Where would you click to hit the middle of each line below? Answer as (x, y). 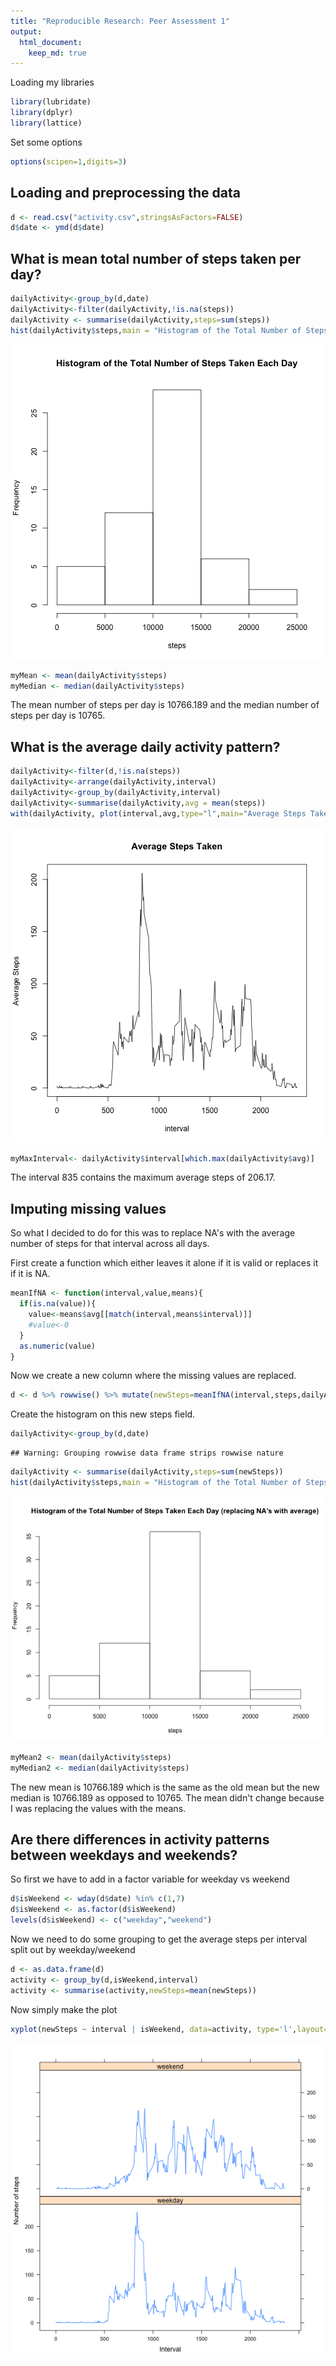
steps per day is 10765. (58, 716)
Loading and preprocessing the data (125, 193)
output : (26, 31)
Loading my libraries (52, 82)
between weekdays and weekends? (124, 1855)
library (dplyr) (42, 113)
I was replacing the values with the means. (98, 1808)
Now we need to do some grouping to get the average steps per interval (159, 1939)
